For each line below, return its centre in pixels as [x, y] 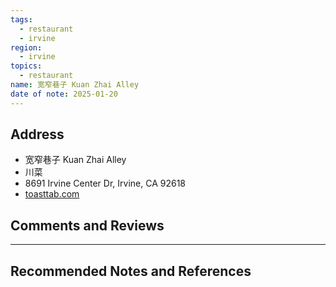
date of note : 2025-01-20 [64, 94]
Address [37, 134]
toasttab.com [52, 194]
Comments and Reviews [87, 225]
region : [26, 47]
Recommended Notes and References [131, 271]
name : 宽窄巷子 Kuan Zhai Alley [75, 85]
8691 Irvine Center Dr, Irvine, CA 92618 [105, 183]
